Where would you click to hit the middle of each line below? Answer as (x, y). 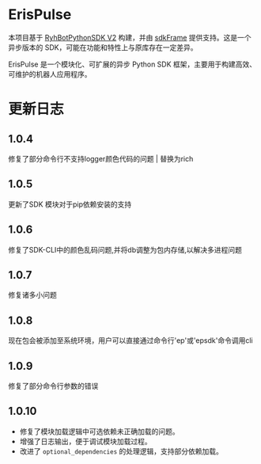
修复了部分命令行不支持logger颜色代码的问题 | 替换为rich (101, 158)
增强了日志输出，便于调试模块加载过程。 (85, 441)
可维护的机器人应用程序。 (50, 74)
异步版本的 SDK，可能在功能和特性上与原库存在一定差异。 (103, 47)
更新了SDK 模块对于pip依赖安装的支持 (70, 204)
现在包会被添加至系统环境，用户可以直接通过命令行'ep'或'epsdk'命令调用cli (130, 340)
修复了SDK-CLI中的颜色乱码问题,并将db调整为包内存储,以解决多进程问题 (125, 249)
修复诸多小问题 (32, 295)
